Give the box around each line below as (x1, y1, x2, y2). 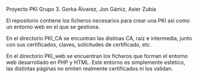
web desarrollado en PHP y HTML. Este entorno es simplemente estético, (6, 59, 186, 66)
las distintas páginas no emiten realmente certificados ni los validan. (6, 65, 173, 72)
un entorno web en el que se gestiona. (6, 24, 100, 30)
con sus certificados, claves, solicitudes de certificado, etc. (6, 41, 152, 48)
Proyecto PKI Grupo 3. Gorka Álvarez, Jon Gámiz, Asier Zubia (6, 6, 157, 12)
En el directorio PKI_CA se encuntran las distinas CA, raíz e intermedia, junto (6, 35, 193, 41)
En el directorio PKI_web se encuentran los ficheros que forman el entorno (6, 53, 188, 59)
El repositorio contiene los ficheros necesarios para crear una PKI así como (6, 17, 190, 24)
